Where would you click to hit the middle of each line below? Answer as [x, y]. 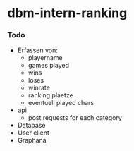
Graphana [32, 140]
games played [48, 66]
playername [45, 58]
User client [33, 133]
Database [31, 126]
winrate [39, 88]
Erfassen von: [37, 50]
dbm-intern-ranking [67, 13]
